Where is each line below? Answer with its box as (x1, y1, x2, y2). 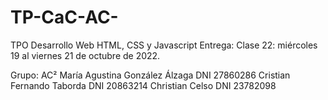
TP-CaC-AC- (10, 6, 119, 29)
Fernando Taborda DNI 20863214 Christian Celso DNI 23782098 (10, 79, 277, 91)
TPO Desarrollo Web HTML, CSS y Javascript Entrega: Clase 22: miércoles (10, 39, 318, 51)
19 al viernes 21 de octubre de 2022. (10, 49, 161, 61)
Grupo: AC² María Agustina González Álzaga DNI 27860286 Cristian (10, 69, 291, 81)
